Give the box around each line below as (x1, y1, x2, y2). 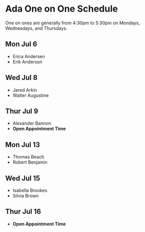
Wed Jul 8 (5, 73, 38, 82)
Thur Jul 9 (5, 107, 39, 115)
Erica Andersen (12, 53, 45, 59)
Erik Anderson (12, 59, 43, 65)
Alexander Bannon (12, 120, 52, 127)
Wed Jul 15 (5, 174, 41, 182)
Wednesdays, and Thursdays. (5, 25, 67, 31)
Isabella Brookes (12, 187, 48, 193)
